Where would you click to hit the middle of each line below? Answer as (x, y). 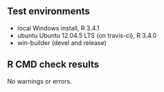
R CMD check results (53, 65)
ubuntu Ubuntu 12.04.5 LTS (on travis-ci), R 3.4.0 (87, 35)
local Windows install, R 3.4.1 (58, 28)
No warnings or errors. (39, 81)
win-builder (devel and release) (62, 43)
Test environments (48, 11)
